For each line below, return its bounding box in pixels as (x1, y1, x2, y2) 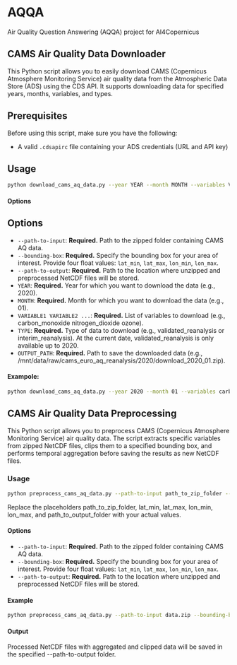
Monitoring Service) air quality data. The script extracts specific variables (7, 434, 221, 442)
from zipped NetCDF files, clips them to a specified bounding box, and (7, 441, 212, 449)
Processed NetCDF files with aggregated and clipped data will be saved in (7, 642, 224, 651)
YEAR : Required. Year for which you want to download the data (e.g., (17, 281, 216, 290)
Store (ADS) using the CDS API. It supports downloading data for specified (7, 82, 224, 90)
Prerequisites (7, 110, 68, 122)
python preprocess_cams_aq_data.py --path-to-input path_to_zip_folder (7, 490, 222, 497)
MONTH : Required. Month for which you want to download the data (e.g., (17, 296, 224, 305)
